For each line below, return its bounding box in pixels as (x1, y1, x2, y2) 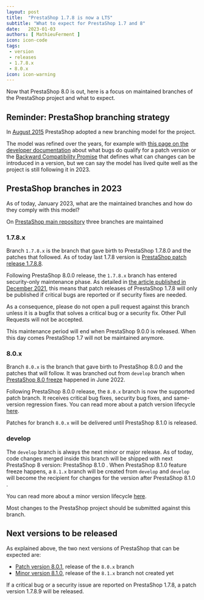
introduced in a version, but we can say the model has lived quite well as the (6, 160, 198, 167)
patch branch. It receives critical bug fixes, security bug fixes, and (6, 394, 172, 402)
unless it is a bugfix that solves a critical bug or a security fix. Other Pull (6, 309, 186, 317)
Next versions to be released (6, 528, 118, 539)
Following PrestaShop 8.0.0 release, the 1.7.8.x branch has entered (6, 272, 177, 279)
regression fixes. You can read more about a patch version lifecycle (26, 401, 195, 408)
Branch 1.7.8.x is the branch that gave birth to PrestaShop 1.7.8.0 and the (6, 247, 191, 255)
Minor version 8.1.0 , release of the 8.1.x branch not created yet (15, 569, 174, 576)
